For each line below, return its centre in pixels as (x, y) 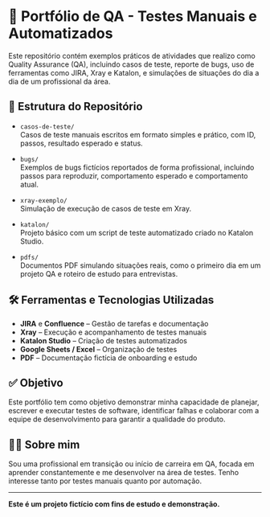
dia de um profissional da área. (59, 81)
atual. (29, 184)
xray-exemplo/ (43, 200)
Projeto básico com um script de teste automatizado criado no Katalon (137, 232)
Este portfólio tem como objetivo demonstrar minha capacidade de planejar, (134, 402)
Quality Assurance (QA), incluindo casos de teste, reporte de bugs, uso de (131, 64)
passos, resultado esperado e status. (81, 143)
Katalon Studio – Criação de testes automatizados (103, 340)
